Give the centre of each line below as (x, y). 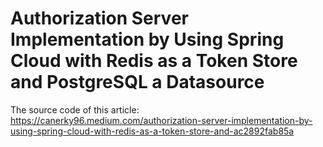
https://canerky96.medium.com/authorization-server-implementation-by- (161, 120)
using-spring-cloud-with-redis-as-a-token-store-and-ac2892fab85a (152, 131)
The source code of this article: (75, 109)
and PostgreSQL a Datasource (137, 82)
